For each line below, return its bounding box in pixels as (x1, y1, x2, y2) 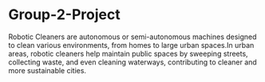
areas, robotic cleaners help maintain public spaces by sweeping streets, (8, 49, 249, 58)
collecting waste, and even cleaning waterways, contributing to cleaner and (8, 57, 257, 67)
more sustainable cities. (8, 65, 86, 75)
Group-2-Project (8, 6, 121, 24)
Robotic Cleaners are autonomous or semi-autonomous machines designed (8, 32, 257, 41)
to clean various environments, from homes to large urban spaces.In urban (8, 40, 255, 49)
